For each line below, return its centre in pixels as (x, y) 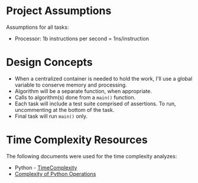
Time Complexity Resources (77, 140)
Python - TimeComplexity (46, 167)
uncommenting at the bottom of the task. (64, 109)
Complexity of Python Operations (55, 174)
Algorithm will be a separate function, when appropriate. (83, 91)
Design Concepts (49, 62)
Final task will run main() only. (51, 116)
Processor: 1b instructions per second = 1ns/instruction (82, 38)
